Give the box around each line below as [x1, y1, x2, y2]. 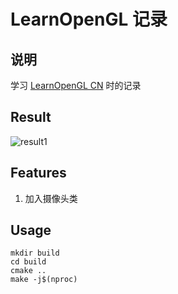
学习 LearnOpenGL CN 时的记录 [10, 80, 142, 91]
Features [10, 165, 67, 182]
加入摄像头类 [24, 192, 78, 204]
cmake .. [10, 266, 47, 276]
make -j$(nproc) [10, 275, 78, 285]
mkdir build [10, 248, 60, 259]
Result [10, 109, 52, 126]
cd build [10, 257, 47, 267]
